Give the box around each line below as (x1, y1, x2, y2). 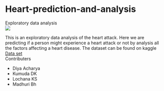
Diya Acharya (12, 65, 40, 71)
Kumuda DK (12, 71, 37, 77)
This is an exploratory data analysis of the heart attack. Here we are (5, 34, 145, 40)
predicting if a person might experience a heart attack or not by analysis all (5, 40, 160, 46)
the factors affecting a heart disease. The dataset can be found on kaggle (5, 45, 157, 51)
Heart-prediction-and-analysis (5, 3, 136, 15)
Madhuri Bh (12, 81, 36, 87)
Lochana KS (12, 76, 37, 82)
